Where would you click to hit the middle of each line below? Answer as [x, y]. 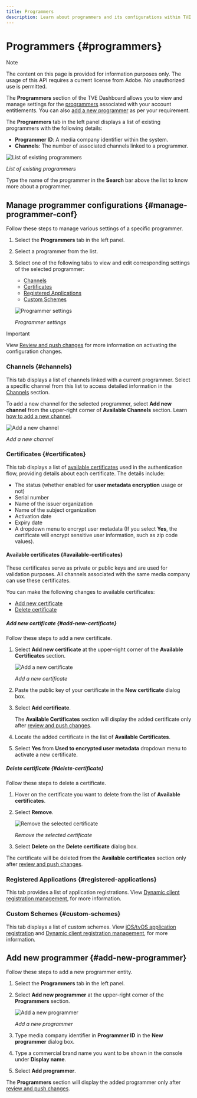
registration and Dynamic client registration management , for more [87, 933]
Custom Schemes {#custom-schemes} [63, 914]
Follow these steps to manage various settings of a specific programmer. [95, 228]
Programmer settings [40, 322]
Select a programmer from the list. [56, 251]
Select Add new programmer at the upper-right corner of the [89, 995]
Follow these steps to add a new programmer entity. [69, 972]
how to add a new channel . [39, 416]
